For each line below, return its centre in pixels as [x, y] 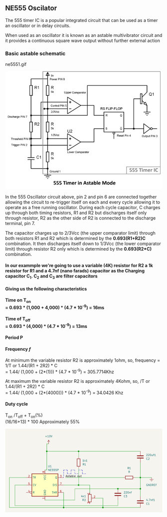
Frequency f [18, 349]
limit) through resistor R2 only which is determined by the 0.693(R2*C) [79, 249]
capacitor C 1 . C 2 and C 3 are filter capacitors [52, 277]
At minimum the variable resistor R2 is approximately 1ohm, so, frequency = [83, 360]
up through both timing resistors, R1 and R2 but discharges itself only [76, 213]
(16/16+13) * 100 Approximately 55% [43, 422]
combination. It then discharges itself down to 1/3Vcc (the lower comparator [83, 244]
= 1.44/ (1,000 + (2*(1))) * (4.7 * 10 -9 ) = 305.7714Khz [60, 371]
